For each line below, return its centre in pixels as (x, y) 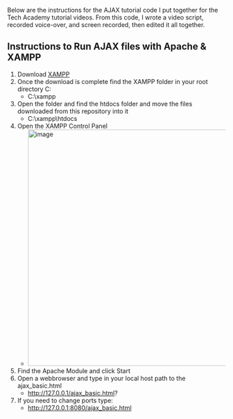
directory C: (34, 89)
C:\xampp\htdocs (52, 118)
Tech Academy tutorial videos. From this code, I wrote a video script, (105, 17)
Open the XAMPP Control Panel (62, 126)
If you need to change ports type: (65, 400)
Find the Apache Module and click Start (74, 370)
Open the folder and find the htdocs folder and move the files (105, 104)
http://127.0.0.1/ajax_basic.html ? (72, 393)
